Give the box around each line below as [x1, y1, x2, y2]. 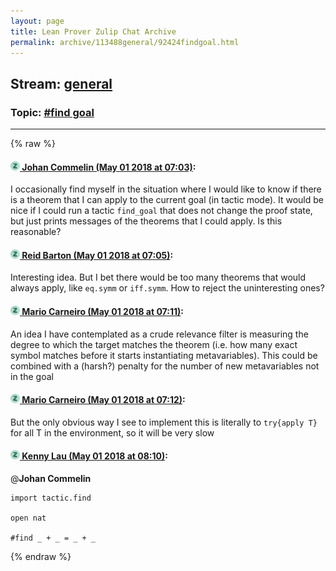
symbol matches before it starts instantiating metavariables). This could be [10, 349, 318, 361]
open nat [10, 513, 47, 524]
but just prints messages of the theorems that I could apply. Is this [10, 215, 283, 227]
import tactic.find [10, 493, 92, 504]
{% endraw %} [10, 551, 72, 563]
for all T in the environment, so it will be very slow [10, 426, 215, 439]
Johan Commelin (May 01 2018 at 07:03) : [21, 161, 197, 173]
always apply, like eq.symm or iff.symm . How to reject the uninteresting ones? [10, 282, 325, 294]
